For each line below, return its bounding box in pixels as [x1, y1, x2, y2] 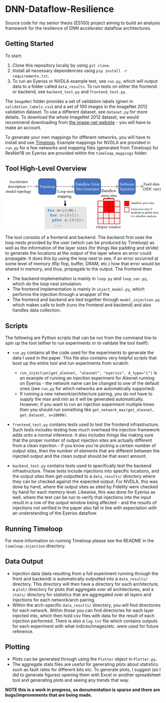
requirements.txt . [12, 73, 49, 79]
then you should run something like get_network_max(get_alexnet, [19, 407, 155, 412]
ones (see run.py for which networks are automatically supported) [19, 386, 155, 392]
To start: [5, 53, 22, 59]
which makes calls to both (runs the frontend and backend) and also [12, 302, 152, 308]
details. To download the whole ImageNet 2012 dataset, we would [5, 114, 139, 120]
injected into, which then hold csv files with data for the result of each [12, 612, 155, 618]
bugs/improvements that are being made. [5, 692, 92, 698]
